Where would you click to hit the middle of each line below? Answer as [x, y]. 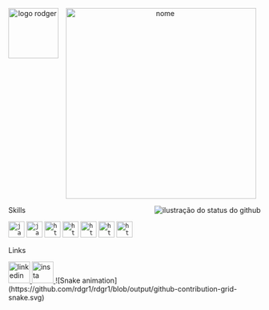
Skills [17, 210]
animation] [100, 280]
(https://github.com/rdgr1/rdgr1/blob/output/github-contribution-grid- [123, 289]
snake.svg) [26, 298]
